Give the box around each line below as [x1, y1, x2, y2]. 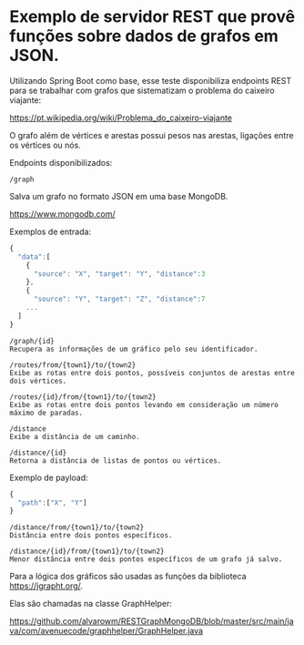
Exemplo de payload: [9, 472, 88, 483]
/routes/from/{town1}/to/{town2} [9, 360, 137, 370]
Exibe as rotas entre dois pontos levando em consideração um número [9, 400, 279, 409]
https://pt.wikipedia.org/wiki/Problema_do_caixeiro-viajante [9, 112, 233, 123]
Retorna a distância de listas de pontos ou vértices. [9, 456, 222, 466]
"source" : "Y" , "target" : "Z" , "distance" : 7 [33, 294, 206, 304]
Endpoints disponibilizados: [9, 157, 113, 168]
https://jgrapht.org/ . [9, 580, 84, 591]
